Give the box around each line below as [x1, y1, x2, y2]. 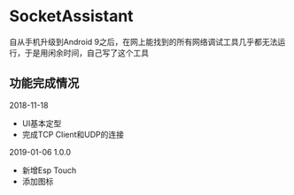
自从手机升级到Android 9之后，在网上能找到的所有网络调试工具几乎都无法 [9, 36, 278, 47]
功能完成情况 [9, 76, 80, 91]
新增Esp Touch [21, 165, 77, 176]
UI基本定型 [21, 117, 62, 129]
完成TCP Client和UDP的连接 [21, 129, 125, 139]
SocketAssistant [9, 6, 135, 26]
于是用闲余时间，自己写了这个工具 [24, 47, 149, 58]
